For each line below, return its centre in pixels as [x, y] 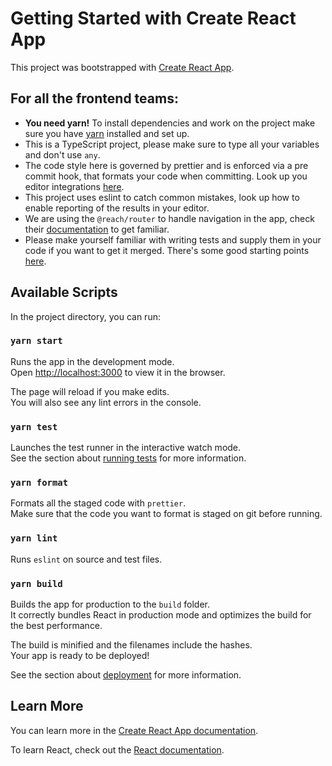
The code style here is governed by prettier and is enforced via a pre [166, 165]
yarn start [36, 341]
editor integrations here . [74, 186]
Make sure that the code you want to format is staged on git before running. [166, 514]
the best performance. [56, 626]
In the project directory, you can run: [85, 316]
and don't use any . [62, 154]
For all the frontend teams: [94, 98]
